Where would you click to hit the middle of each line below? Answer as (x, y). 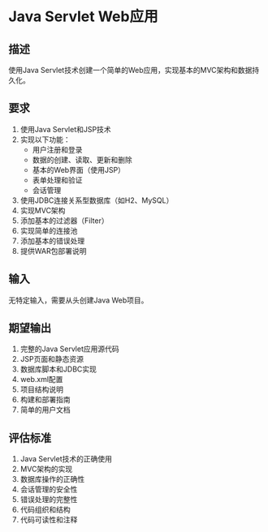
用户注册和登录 (57, 149)
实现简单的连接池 (49, 230)
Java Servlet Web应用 (83, 17)
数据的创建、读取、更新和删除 (82, 160)
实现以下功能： (45, 139)
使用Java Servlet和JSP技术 (65, 129)
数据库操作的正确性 (52, 479)
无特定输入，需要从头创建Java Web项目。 (78, 300)
